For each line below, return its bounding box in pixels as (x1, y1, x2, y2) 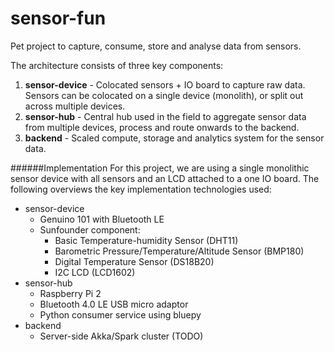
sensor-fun (10, 7, 107, 30)
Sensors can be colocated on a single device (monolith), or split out (24, 89, 304, 101)
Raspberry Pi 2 (39, 287, 102, 299)
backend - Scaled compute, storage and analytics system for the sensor (24, 132, 325, 144)
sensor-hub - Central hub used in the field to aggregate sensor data (24, 110, 307, 122)
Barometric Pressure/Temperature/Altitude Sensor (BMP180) (54, 245, 305, 257)
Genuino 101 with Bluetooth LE (39, 213, 165, 225)
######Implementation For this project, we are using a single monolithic (10, 162, 310, 174)
